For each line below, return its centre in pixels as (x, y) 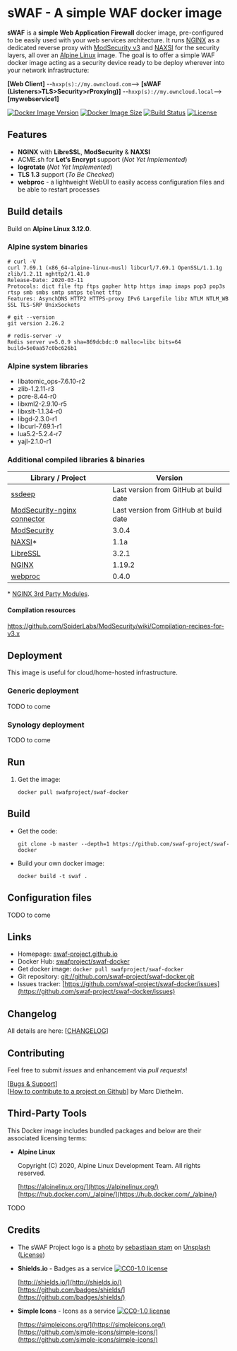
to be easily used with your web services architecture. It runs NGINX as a (114, 40)
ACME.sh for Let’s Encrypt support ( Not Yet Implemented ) (102, 159)
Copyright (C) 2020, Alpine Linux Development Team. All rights (109, 1165)
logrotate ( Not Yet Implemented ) (65, 167)
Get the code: (37, 831)
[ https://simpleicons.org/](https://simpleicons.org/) (91, 1324)
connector (28, 519)
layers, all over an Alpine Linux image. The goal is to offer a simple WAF (111, 55)
